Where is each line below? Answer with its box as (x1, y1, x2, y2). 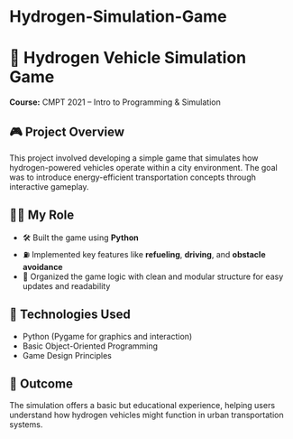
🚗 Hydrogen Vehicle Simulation (9, 48, 246, 69)
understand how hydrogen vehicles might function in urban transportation (9, 409, 284, 421)
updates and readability (22, 280, 111, 291)
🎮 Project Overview (9, 124, 124, 139)
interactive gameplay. (9, 181, 89, 191)
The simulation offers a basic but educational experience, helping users (9, 400, 276, 411)
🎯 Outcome (9, 376, 74, 391)
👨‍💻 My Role (9, 208, 75, 223)
